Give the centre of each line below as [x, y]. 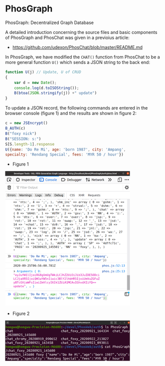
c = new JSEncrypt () [27, 123]
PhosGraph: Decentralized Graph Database [49, 22]
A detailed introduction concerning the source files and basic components [81, 32]
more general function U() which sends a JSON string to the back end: [78, 62]
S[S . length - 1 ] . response [30, 144]
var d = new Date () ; [35, 82]
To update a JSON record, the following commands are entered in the [77, 108]
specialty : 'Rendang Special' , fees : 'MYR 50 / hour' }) [64, 155]
